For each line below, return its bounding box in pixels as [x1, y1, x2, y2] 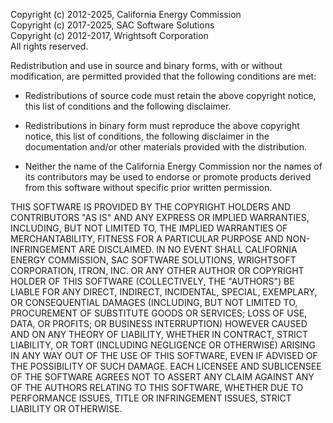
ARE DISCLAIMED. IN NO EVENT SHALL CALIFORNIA [78, 244, 298, 255]
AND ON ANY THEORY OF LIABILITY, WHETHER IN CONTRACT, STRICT [10, 329, 309, 340]
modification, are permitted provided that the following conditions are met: [10, 70, 317, 82]
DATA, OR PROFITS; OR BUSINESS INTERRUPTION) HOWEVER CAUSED [10, 318, 308, 329]
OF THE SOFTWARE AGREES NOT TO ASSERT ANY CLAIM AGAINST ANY [10, 371, 315, 383]
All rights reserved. [10, 40, 89, 52]
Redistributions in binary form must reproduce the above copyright [24, 120, 300, 131]
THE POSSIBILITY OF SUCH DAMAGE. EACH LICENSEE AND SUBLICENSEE [10, 360, 322, 372]
